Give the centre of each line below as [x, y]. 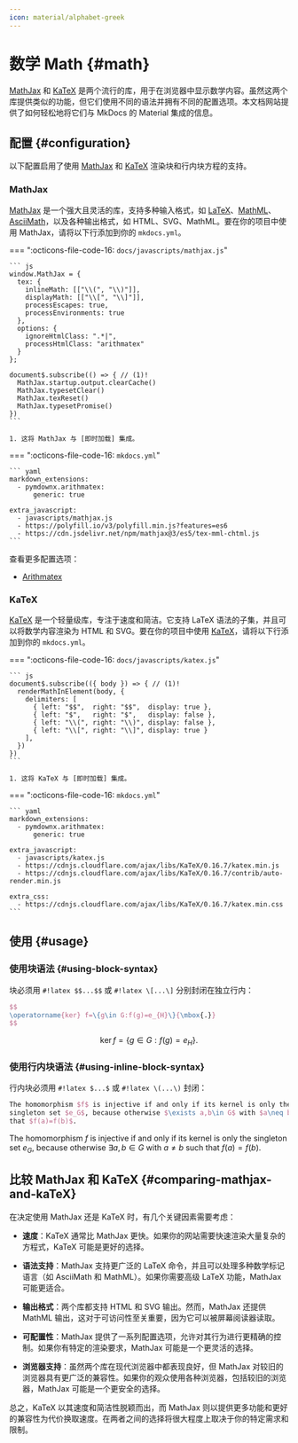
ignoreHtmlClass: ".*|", [71, 336]
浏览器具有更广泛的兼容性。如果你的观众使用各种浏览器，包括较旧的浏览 [154, 1377]
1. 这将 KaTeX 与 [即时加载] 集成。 [70, 778]
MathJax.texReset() [53, 398]
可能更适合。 [45, 1288]
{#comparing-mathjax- [206, 1180]
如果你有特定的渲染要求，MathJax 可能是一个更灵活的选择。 [148, 1347]
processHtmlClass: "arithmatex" [85, 344]
